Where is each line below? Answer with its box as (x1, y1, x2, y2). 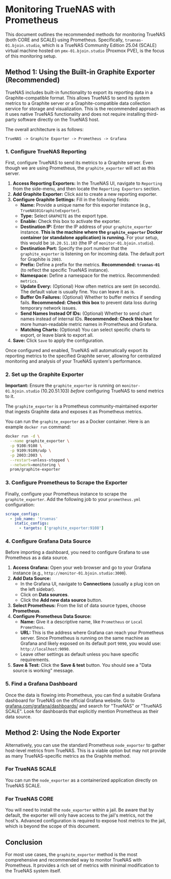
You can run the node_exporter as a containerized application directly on (5, 777, 157, 783)
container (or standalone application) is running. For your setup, (20, 235, 159, 241)
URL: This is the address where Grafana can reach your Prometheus (20, 630, 164, 636)
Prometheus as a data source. (5, 555, 68, 561)
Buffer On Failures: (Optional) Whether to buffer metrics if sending (20, 294, 161, 300)
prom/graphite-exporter (10, 467, 60, 472)
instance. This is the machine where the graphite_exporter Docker (20, 229, 163, 235)
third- (146, 111, 159, 117)
